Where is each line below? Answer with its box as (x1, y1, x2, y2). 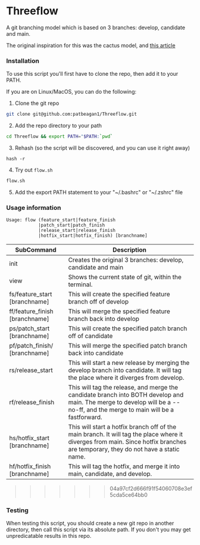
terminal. (68, 280, 93, 289)
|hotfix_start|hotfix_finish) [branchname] (37, 233, 148, 239)
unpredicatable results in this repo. (6, 532, 92, 540)
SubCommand (14, 246, 57, 254)
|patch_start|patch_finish (37, 222, 105, 228)
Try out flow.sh (14, 166, 53, 174)
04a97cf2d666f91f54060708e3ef (110, 485, 192, 493)
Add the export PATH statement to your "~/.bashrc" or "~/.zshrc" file (14, 188, 183, 196)
